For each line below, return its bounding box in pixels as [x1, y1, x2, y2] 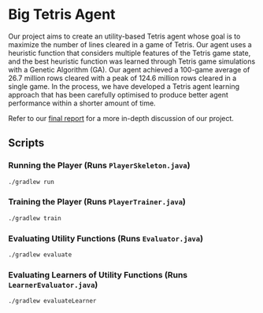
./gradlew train [8, 214, 61, 222]
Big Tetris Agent [8, 6, 116, 24]
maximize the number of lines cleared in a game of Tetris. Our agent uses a [8, 39, 252, 49]
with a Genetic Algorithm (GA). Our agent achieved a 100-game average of [8, 64, 250, 74]
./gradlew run [8, 178, 55, 186]
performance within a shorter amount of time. [8, 98, 156, 108]
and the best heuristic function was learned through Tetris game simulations [8, 57, 256, 66]
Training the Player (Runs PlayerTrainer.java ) [8, 197, 187, 208]
